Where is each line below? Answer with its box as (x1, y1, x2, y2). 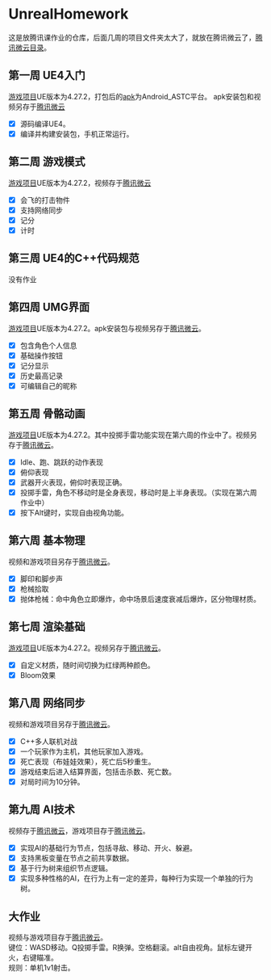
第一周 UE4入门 (8, 69, 86, 82)
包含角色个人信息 (19, 340, 77, 350)
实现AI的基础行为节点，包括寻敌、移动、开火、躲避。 (19, 843, 198, 852)
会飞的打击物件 (19, 195, 70, 204)
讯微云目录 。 (8, 42, 51, 53)
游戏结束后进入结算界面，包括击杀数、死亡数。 (19, 767, 176, 776)
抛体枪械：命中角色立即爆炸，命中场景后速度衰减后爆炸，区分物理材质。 (19, 594, 261, 604)
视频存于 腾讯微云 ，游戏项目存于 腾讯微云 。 (8, 826, 150, 835)
